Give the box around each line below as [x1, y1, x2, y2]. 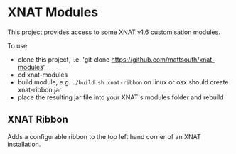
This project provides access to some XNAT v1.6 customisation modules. [7, 28, 220, 36]
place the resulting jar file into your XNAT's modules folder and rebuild [17, 93, 224, 101]
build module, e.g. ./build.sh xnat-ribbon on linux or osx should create [17, 77, 229, 86]
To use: [7, 41, 30, 50]
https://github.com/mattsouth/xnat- [111, 55, 215, 64]
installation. [7, 140, 41, 148]
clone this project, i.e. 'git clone [17, 55, 110, 64]
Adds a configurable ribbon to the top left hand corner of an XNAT [7, 132, 201, 141]
